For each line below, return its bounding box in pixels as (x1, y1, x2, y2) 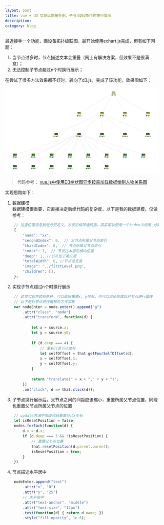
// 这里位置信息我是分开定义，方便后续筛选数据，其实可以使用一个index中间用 (14, 223, 151, 228)
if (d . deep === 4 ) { (31, 340, 73, 345)
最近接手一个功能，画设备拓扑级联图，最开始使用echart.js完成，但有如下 (5, 38, 151, 44)
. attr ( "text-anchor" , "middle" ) (22, 500, 89, 505)
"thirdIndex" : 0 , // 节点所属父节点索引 (22, 243, 102, 248)
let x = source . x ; (31, 325, 69, 330)
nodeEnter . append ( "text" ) (14, 479, 67, 484)
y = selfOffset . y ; (40, 361, 78, 366)
